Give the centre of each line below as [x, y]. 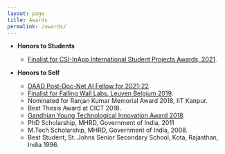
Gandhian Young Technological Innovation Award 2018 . [106, 115]
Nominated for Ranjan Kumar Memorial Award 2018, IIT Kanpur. [117, 101]
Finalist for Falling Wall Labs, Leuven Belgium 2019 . [100, 93]
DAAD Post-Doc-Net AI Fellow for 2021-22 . [89, 86]
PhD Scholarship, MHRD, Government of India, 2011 [101, 123]
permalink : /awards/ [37, 26]
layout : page [26, 13]
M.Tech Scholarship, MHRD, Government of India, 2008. [108, 130]
